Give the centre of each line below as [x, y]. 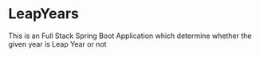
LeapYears [44, 14]
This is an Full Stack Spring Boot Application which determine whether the [130, 36]
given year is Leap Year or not [57, 44]
